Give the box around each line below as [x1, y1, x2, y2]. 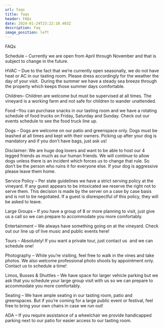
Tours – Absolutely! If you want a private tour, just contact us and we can [5, 238, 153, 244]
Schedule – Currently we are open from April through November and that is [5, 53, 157, 59]
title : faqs [5, 12, 29, 17]
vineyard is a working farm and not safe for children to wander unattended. [5, 98, 157, 104]
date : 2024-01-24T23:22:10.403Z [5, 21, 71, 26]
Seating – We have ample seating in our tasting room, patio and [5, 293, 133, 298]
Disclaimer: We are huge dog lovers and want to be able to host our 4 [5, 148, 145, 153]
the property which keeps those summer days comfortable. [5, 83, 125, 89]
